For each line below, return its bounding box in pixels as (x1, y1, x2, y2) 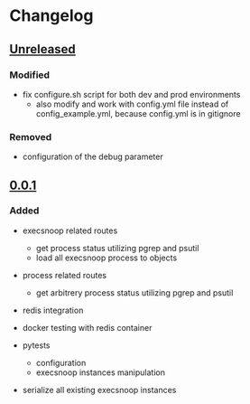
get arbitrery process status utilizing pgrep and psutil (35, 287, 234, 298)
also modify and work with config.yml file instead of (35, 99, 229, 109)
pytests (22, 340, 51, 351)
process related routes (22, 269, 106, 280)
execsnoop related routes (22, 225, 118, 236)
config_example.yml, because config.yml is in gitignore (35, 108, 241, 118)
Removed (9, 130, 52, 143)
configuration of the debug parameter (22, 151, 164, 163)
